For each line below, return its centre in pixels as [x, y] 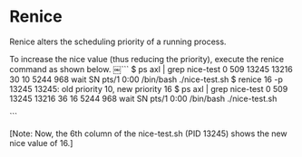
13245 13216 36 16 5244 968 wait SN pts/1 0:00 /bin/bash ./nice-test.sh [143, 98]
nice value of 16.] [41, 143]
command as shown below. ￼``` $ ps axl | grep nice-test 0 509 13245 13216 [151, 69]
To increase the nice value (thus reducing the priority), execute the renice [147, 59]
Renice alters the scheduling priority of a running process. [118, 42]
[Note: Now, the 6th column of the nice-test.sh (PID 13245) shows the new [148, 134]
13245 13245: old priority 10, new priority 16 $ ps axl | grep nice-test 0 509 [149, 88]
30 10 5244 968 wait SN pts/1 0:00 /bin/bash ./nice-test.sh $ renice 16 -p [146, 79]
